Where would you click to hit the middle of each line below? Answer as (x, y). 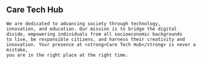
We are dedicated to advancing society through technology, (84, 23)
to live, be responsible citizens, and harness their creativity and (96, 39)
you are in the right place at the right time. (67, 55)
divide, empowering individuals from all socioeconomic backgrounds (94, 34)
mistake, (17, 50)
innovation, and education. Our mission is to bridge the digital (92, 29)
